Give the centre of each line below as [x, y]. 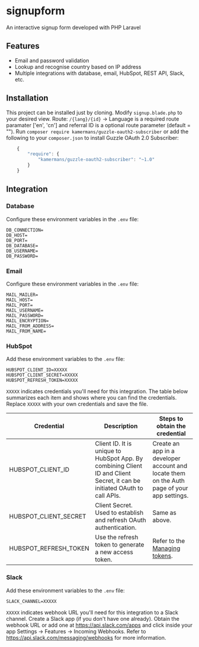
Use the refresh [117, 538]
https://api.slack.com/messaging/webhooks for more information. [86, 637]
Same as [164, 513]
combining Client [118, 466]
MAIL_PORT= [20, 305]
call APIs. [108, 496]
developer [166, 458]
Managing [166, 548]
